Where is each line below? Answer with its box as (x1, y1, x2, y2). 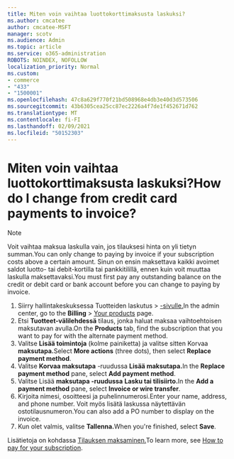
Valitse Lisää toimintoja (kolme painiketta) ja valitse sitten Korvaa (17, 339, 208, 348)
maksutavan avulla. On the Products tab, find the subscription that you (17, 324, 223, 333)
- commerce (7, 76, 40, 84)
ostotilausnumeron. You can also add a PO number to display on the (17, 407, 215, 416)
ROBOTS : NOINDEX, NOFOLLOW (7, 57, 87, 64)
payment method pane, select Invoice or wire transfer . (17, 384, 181, 393)
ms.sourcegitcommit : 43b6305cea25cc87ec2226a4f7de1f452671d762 (7, 103, 199, 110)
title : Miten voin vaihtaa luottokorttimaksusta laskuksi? (7, 10, 186, 18)
